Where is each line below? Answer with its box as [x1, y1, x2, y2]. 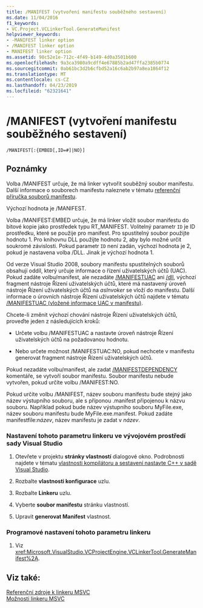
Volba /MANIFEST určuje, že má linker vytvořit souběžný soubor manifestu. [6, 180, 195, 187]
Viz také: [6, 572, 41, 582]
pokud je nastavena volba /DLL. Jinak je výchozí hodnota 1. [6, 249, 155, 256]
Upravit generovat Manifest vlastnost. [15, 513, 111, 520]
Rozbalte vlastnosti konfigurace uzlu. [15, 477, 110, 485]
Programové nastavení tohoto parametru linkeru [6, 528, 151, 536]
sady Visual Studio [6, 439, 63, 447]
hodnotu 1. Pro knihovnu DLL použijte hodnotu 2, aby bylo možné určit [6, 235, 182, 243]
